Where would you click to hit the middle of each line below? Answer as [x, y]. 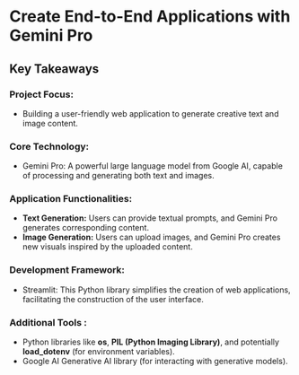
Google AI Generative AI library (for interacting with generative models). [155, 362]
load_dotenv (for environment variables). [98, 352]
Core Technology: [49, 146]
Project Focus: [42, 94]
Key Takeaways [54, 69]
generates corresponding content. [86, 228]
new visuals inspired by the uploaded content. [107, 247]
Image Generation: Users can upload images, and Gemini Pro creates [151, 237]
